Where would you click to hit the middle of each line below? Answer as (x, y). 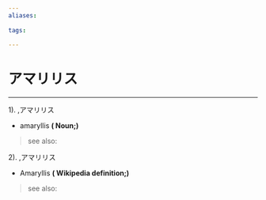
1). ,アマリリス (31, 110)
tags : (17, 30)
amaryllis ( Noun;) (49, 126)
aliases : (23, 15)
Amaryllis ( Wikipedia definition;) (74, 173)
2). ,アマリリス (32, 157)
